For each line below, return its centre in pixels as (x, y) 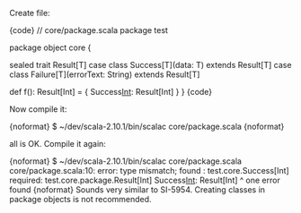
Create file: (30, 13)
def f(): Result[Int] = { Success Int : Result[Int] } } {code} (111, 92)
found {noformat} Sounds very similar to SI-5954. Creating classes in (137, 190)
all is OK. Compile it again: (58, 144)
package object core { (50, 47)
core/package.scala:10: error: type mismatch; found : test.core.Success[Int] (149, 170)
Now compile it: (38, 109)
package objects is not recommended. (80, 199)
